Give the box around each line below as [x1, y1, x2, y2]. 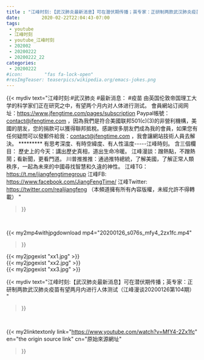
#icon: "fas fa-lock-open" [6, 71, 94, 77]
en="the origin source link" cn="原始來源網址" [6, 336, 122, 343]
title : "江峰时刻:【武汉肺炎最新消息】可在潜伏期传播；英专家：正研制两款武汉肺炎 [6, 9, 192, 15]
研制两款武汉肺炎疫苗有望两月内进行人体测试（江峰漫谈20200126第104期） [6, 286, 195, 293]
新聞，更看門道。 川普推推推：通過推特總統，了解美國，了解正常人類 [22, 155, 194, 163]
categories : [6, 60, 36, 66]
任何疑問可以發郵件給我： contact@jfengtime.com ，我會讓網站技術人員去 [6, 132, 190, 140]
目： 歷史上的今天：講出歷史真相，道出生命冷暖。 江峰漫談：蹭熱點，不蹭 [6, 147, 190, 155]
